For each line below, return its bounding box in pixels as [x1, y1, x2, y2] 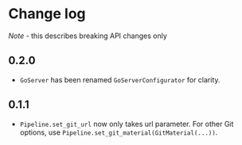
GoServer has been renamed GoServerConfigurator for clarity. [19, 74, 221, 84]
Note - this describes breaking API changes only [8, 31, 167, 40]
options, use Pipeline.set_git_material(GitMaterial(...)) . [19, 128, 218, 137]
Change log [8, 5, 86, 23]
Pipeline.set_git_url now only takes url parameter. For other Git [19, 119, 234, 128]
